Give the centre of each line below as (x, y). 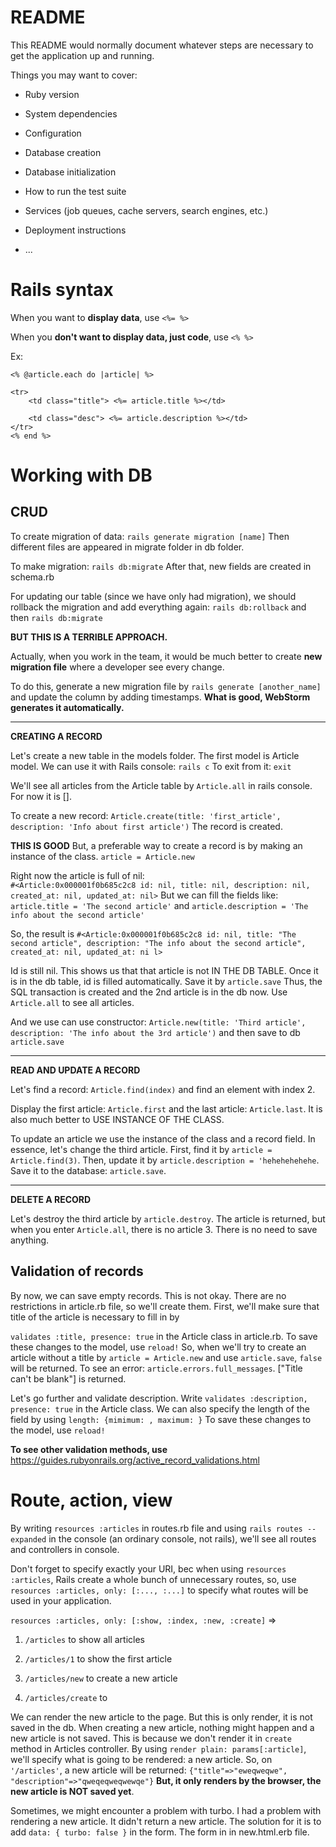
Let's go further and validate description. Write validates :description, (159, 1398)
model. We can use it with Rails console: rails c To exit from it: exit (151, 766)
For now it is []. (41, 796)
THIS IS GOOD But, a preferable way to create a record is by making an (156, 845)
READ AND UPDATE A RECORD (75, 1070)
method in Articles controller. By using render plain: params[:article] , (158, 1748)
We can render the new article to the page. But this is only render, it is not (161, 1717)
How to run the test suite (75, 191)
